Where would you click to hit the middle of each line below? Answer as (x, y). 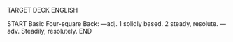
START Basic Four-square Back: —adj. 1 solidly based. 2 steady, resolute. (113, 23)
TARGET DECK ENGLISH (43, 10)
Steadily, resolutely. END (56, 31)
